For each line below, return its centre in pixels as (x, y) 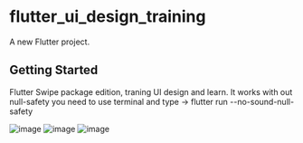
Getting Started (54, 70)
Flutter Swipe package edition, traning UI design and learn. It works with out (151, 91)
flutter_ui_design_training (108, 17)
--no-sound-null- (262, 101)
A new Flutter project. (50, 42)
